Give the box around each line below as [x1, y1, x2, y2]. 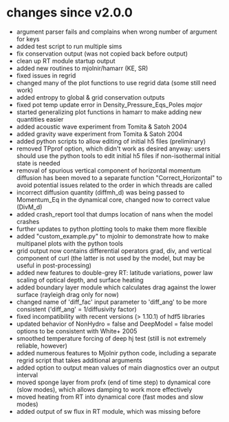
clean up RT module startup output [16, 56, 116, 65]
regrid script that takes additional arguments [16, 356, 142, 364]
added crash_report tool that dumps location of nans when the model [16, 210, 213, 218]
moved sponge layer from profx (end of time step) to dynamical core [16, 378, 211, 386]
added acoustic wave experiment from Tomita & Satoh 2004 [16, 122, 187, 131]
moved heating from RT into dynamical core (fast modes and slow [16, 392, 204, 401]
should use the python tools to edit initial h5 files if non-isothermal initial [16, 151, 221, 159]
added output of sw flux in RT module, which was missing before [16, 407, 201, 415]
